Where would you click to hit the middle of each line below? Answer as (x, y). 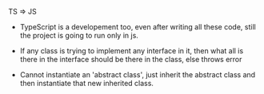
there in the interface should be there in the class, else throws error (131, 59)
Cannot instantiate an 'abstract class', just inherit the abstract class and (138, 74)
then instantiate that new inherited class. (87, 83)
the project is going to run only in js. (79, 35)
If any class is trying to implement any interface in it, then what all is (132, 51)
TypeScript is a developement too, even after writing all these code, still (138, 27)
